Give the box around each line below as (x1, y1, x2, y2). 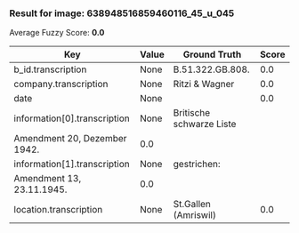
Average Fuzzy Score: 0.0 (9, 28, 105, 38)
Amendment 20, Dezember (13, 133, 127, 145)
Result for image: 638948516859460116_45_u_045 (9, 7, 235, 20)
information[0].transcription (13, 112, 131, 125)
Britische (173, 107, 211, 119)
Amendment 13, (13, 173, 82, 185)
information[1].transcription (13, 158, 131, 171)
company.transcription (13, 78, 109, 91)
